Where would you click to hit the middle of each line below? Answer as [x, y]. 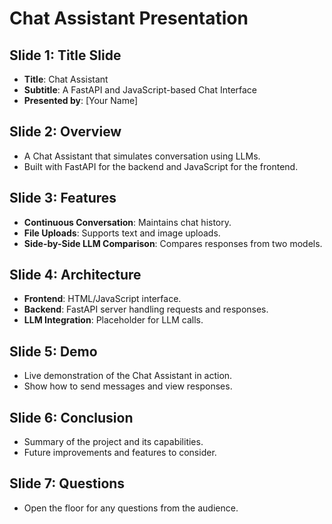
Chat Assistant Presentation [129, 18]
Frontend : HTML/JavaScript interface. [102, 299]
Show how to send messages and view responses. [128, 386]
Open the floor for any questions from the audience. [131, 508]
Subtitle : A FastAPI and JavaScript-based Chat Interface [140, 90]
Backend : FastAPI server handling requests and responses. [146, 309]
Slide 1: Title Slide [65, 55]
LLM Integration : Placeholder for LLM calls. [113, 320]
